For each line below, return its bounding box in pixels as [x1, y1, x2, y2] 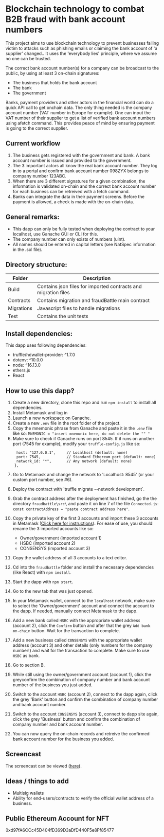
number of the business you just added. [12, 682, 93, 688]
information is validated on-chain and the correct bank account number [12, 183, 156, 189]
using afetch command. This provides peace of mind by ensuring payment [5, 120, 155, 126]
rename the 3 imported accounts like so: [12, 526, 94, 531]
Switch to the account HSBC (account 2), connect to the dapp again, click [12, 692, 158, 697]
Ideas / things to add [5, 777, 69, 785]
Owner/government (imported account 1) [19, 535, 102, 541]
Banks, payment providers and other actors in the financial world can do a [5, 99, 154, 105]
